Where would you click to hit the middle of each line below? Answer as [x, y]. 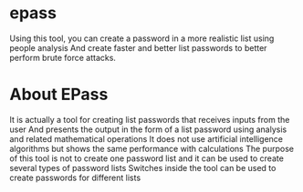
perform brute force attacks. [63, 57]
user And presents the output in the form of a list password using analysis [148, 129]
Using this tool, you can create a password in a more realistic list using [142, 38]
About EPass [59, 95]
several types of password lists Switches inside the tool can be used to [143, 167]
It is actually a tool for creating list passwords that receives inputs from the [150, 119]
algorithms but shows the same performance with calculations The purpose [152, 148]
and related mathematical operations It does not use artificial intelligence [146, 138]
